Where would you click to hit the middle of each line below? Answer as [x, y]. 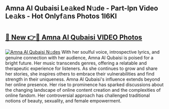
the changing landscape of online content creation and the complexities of [83, 90]
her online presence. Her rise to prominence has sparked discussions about [84, 85]
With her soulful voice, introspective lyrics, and [111, 52]
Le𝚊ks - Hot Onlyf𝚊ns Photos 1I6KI [61, 16]
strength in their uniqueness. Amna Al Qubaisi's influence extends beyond [83, 79]
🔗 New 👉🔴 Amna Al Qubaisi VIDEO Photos [74, 37]
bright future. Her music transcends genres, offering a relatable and [76, 63]
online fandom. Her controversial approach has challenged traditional [78, 95]
